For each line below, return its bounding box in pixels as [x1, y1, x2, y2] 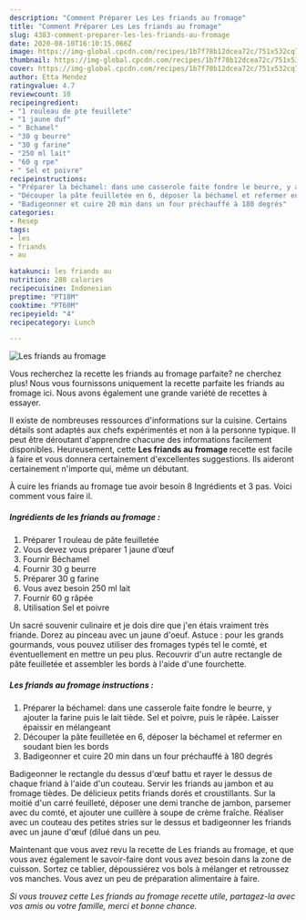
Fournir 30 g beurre [22, 564, 97, 575]
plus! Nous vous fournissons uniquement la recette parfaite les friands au [9, 378, 285, 389]
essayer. [9, 397, 41, 408]
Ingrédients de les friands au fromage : [9, 511, 161, 522]
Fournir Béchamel [22, 554, 89, 565]
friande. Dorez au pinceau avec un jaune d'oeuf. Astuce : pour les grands [9, 629, 284, 640]
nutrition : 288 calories [9, 275, 104, 285]
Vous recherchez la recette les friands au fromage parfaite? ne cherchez [9, 368, 282, 379]
